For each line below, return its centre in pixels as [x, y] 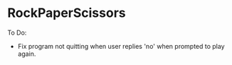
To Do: [17, 32]
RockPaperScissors [67, 13]
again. [27, 54]
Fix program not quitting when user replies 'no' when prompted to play [121, 46]
